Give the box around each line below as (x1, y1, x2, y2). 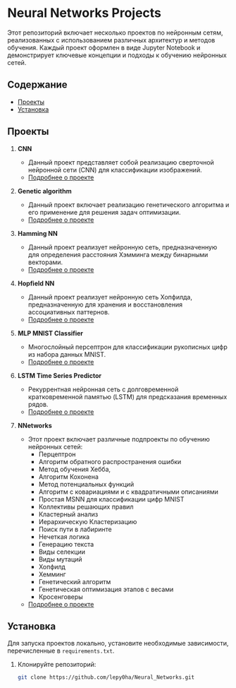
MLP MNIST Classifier (17, 328, 83, 337)
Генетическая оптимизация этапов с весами (38, 585, 174, 593)
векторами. (27, 258, 63, 266)
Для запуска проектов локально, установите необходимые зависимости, (7, 639, 229, 648)
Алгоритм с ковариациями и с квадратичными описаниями (38, 487, 218, 496)
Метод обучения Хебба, (38, 465, 111, 473)
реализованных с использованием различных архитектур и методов (7, 35, 216, 44)
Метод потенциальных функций (38, 480, 135, 488)
